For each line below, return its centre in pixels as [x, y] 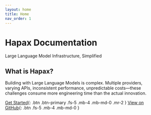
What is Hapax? [29, 71]
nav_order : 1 [18, 18]
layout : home [18, 9]
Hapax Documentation [51, 42]
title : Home [17, 14]
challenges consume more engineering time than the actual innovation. [76, 93]
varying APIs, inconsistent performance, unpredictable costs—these [73, 88]
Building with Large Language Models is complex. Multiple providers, [74, 83]
